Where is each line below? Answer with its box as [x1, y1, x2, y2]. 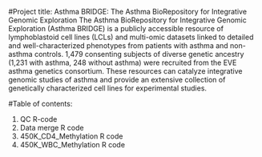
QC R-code [19, 115, 58, 123]
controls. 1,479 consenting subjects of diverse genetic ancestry [34, 50, 244, 58]
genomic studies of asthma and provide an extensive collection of [8, 75, 226, 84]
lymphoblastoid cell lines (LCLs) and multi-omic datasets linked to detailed [8, 32, 254, 42]
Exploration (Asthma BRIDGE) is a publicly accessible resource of [8, 24, 224, 33]
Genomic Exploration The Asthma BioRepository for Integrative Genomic [8, 15, 247, 25]
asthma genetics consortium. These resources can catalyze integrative [8, 66, 243, 75]
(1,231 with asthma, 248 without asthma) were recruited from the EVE [8, 58, 237, 67]
